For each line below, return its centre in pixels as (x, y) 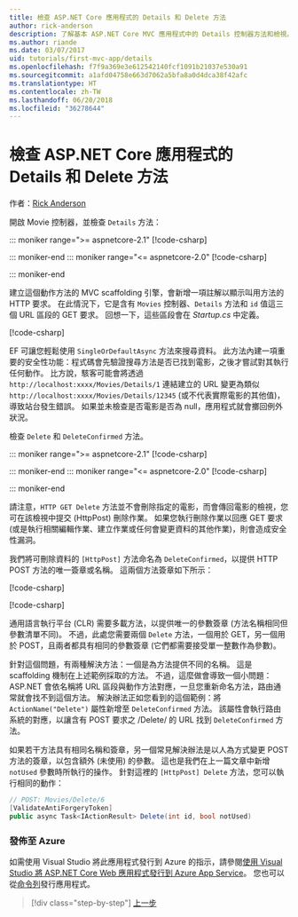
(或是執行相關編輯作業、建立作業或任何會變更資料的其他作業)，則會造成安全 (148, 529)
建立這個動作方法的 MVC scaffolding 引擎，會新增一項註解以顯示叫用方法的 (147, 293)
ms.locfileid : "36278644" (57, 108)
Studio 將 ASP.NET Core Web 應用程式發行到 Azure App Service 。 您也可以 (147, 873)
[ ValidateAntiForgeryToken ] (61, 809)
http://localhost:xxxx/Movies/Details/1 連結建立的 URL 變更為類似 (134, 384)
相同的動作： (40, 783)
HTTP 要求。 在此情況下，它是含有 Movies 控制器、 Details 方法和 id (134, 304)
